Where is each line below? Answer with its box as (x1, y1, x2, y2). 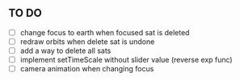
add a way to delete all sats (19, 46, 112, 55)
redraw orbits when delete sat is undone (19, 36, 155, 47)
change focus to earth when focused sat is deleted (19, 27, 190, 37)
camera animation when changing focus (19, 64, 154, 74)
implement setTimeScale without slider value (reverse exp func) (19, 55, 233, 64)
